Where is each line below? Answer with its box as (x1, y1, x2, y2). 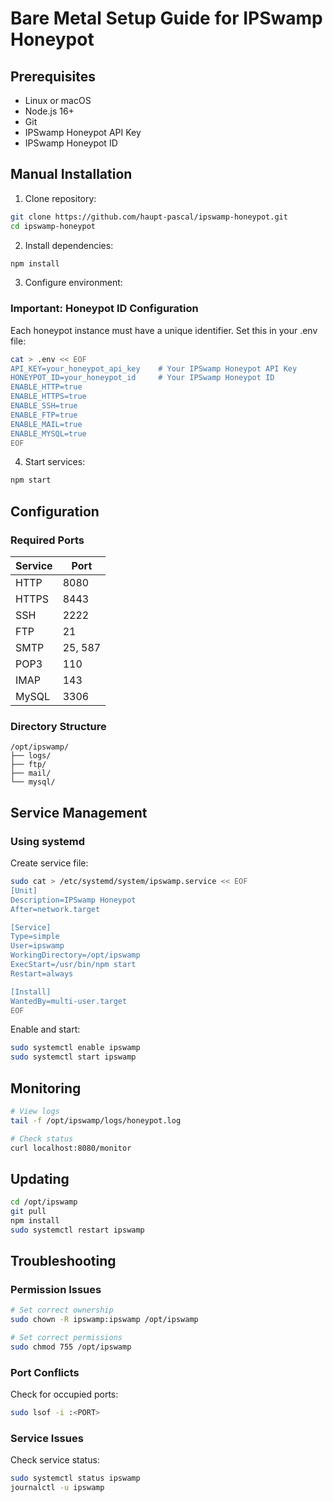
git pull (10, 1207, 47, 1217)
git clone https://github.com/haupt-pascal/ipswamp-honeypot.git (10, 212, 288, 222)
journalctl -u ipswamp (10, 1483, 105, 1493)
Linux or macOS (24, 95, 92, 106)
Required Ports (10, 533, 85, 547)
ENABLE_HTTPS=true (10, 392, 87, 402)
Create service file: (10, 857, 89, 869)
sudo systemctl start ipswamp (10, 1052, 137, 1062)
